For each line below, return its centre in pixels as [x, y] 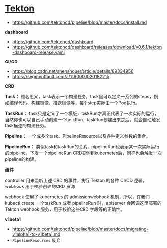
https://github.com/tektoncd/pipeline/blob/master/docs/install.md [80, 22]
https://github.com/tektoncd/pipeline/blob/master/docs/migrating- [80, 229]
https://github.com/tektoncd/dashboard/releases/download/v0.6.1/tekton [87, 47]
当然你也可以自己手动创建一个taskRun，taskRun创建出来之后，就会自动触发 [83, 119]
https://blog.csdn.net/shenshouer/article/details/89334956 [73, 71]
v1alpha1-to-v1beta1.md [36, 234]
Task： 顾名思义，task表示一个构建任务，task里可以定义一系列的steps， [80, 96]
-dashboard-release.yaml [39, 52]
